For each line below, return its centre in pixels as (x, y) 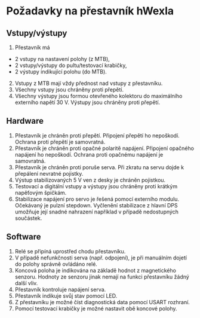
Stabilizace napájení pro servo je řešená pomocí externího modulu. (97, 199)
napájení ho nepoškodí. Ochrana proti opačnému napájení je (89, 154)
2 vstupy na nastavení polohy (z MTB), (62, 59)
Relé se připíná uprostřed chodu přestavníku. (70, 251)
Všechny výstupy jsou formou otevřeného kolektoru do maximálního (99, 96)
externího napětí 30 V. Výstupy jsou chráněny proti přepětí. (87, 102)
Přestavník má (32, 47)
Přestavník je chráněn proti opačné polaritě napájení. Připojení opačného (104, 148)
